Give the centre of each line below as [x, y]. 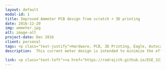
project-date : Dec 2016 [30, 37]
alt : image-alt [21, 33]
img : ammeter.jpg [23, 28]
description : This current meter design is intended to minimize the [79, 51]
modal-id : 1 [17, 14]
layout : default [22, 10]
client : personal [23, 42]
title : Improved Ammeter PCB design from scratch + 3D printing [73, 19]
